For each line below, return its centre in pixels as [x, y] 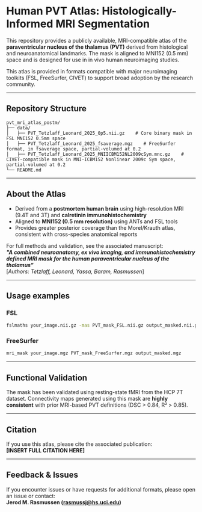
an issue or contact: [31, 496]
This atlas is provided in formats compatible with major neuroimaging [92, 71]
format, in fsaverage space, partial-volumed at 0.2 [74, 149]
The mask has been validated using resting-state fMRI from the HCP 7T [95, 392]
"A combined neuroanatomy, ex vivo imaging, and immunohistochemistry [101, 252]
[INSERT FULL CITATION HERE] [46, 450]
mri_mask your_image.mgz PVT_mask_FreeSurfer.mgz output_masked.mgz [94, 353]
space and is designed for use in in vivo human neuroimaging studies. [93, 60]
